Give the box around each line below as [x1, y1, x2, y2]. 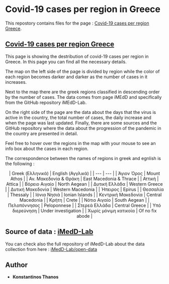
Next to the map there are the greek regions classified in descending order [5, 89, 160, 95]
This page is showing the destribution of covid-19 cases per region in [5, 53, 149, 59]
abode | [76, 213, 93, 219]
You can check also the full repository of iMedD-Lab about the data [5, 241, 145, 247]
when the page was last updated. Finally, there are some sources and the [5, 119, 157, 126]
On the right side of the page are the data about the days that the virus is [5, 109, 156, 115]
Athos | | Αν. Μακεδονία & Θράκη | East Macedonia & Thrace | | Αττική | [10, 176, 159, 182]
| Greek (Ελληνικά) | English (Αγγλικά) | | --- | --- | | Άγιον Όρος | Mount [9, 170, 160, 176]
